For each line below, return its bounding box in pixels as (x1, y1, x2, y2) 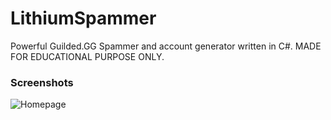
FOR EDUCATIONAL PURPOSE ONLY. (10, 50, 165, 62)
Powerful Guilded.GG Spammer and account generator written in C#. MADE (10, 40, 322, 52)
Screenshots (10, 75, 74, 89)
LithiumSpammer (10, 7, 157, 30)
